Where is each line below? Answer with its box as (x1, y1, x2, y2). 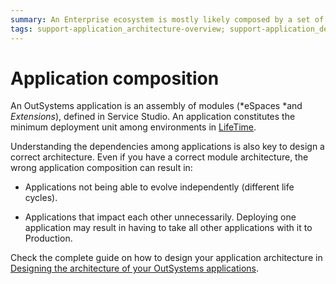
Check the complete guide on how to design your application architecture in (10, 252, 323, 264)
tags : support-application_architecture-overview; (10, 24, 226, 34)
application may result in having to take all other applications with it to (24, 222, 313, 234)
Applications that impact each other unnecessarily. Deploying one (24, 211, 297, 223)
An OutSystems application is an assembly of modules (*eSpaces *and (10, 100, 303, 112)
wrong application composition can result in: (10, 162, 193, 174)
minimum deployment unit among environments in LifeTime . (10, 121, 257, 133)
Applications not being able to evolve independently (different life (24, 181, 295, 193)
